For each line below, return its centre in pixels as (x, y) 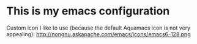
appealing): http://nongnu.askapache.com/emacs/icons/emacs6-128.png (98, 34)
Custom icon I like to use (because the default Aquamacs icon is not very (98, 28)
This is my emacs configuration (88, 11)
